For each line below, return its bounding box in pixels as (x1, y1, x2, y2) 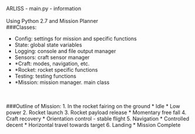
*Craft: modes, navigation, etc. (14, 60, 90, 67)
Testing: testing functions (14, 73, 76, 79)
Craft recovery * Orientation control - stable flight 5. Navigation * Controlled (6, 115, 190, 122)
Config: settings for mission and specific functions (14, 35, 137, 42)
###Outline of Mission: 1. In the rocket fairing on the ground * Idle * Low (6, 103, 180, 109)
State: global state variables (14, 41, 82, 48)
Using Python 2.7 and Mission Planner (6, 18, 99, 24)
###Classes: (6, 24, 37, 31)
